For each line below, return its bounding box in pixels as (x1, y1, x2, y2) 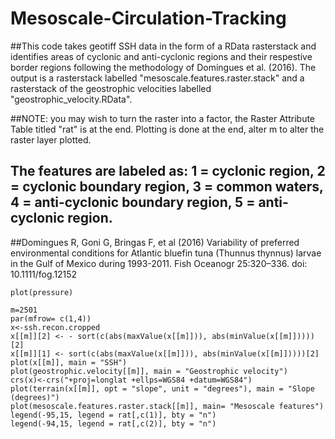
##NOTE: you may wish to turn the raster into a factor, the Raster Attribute (10, 112, 316, 124)
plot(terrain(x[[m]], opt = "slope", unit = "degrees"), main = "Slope (10, 383, 315, 394)
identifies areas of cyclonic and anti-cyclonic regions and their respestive (10, 50, 313, 62)
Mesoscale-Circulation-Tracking (10, 7, 287, 30)
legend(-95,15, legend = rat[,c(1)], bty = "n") (10, 410, 217, 420)
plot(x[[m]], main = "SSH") (10, 357, 128, 367)
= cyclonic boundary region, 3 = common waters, (10, 178, 324, 196)
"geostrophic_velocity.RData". (10, 93, 133, 105)
